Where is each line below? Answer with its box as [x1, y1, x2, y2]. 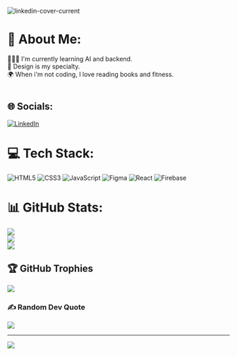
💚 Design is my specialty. [7, 62, 80, 70]
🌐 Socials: [7, 101, 54, 113]
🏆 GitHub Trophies [7, 263, 94, 275]
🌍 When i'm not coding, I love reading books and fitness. [7, 70, 174, 78]
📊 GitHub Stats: [7, 200, 104, 215]
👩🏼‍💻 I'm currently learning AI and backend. [7, 54, 133, 63]
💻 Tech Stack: [7, 145, 95, 161]
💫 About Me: [7, 32, 82, 47]
